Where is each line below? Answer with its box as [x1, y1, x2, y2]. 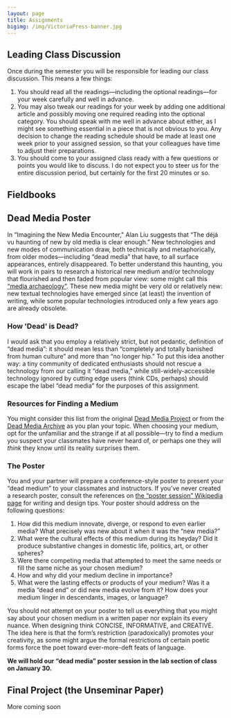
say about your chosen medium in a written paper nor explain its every [7, 614, 208, 622]
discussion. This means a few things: [7, 74, 113, 83]
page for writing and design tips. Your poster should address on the [7, 499, 200, 508]
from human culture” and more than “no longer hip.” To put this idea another [7, 352, 225, 360]
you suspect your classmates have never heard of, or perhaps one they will [7, 436, 221, 445]
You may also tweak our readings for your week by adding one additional [17, 102, 225, 111]
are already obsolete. [7, 304, 68, 312]
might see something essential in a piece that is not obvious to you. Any [17, 125, 222, 133]
